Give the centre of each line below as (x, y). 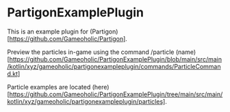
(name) (186, 52)
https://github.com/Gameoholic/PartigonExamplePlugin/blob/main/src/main (116, 59)
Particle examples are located (49, 87)
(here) (101, 87)
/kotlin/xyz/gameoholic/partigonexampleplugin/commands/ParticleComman (114, 66)
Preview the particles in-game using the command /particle (91, 52)
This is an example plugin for (48, 31)
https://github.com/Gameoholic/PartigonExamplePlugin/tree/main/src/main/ (116, 94)
